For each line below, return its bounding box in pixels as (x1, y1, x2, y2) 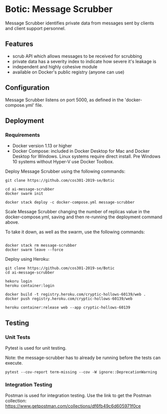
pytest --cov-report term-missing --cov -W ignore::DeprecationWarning (5, 370, 157, 375)
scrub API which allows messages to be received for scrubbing (12, 53, 142, 59)
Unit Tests (5, 334, 31, 341)
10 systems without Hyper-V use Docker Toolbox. (12, 159, 114, 165)
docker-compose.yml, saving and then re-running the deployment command (5, 214, 163, 220)
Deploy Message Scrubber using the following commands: (5, 168, 126, 174)
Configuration (5, 83, 50, 92)
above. (5, 219, 19, 225)
